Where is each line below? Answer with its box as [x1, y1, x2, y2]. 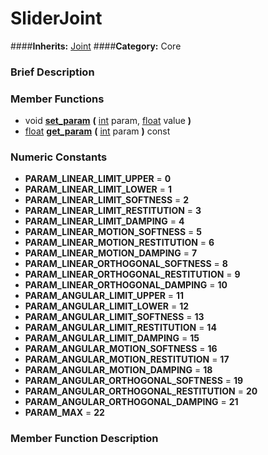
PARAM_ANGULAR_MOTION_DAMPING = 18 [24, 364, 213, 376]
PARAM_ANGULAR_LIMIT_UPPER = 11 [24, 290, 185, 302]
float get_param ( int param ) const [24, 125, 171, 137]
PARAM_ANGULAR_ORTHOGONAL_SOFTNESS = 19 [24, 375, 244, 387]
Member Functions [10, 92, 105, 106]
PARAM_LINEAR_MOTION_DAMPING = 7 [24, 247, 198, 259]
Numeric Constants [10, 150, 108, 164]
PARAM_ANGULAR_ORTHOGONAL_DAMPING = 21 [24, 396, 239, 408]
